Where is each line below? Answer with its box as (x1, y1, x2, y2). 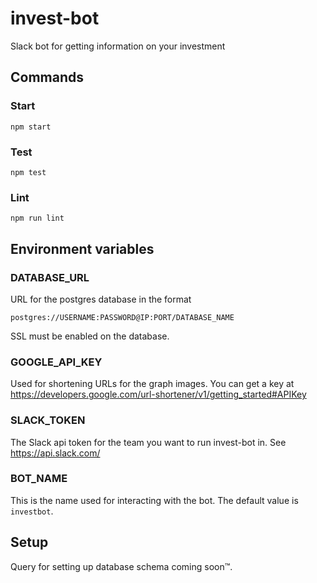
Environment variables (10, 240, 155, 257)
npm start (10, 122, 52, 132)
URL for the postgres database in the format (10, 293, 192, 305)
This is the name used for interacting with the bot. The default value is (10, 494, 299, 506)
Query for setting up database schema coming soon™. (10, 560, 233, 572)
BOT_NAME (10, 472, 68, 486)
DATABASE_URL (10, 270, 90, 284)
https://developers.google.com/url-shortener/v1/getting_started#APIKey (10, 388, 307, 401)
